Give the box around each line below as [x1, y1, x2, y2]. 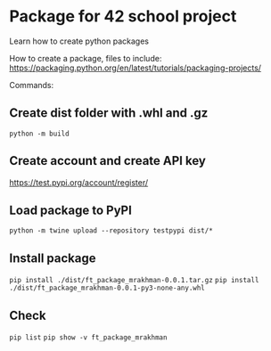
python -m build [9, 129, 70, 138]
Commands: [9, 79, 54, 90]
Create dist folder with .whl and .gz [9, 105, 209, 121]
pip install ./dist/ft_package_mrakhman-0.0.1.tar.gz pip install [9, 276, 259, 285]
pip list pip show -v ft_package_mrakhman [9, 333, 168, 342]
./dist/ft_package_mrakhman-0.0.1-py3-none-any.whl [9, 283, 205, 293]
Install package [9, 250, 96, 265]
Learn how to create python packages [9, 36, 150, 46]
